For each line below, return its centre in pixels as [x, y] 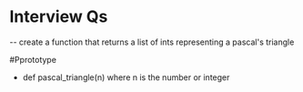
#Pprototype [33, 59]
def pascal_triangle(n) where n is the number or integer [126, 77]
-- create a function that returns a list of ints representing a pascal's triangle [152, 42]
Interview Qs [59, 17]
